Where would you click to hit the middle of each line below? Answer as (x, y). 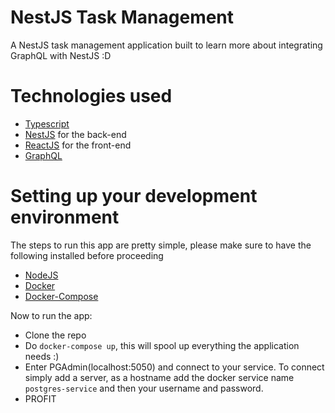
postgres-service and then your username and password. (144, 388)
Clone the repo (55, 335)
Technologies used (91, 96)
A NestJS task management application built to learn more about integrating (166, 45)
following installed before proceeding (87, 255)
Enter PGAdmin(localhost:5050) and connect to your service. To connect (174, 367)
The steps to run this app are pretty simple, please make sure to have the (161, 245)
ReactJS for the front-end (78, 145)
